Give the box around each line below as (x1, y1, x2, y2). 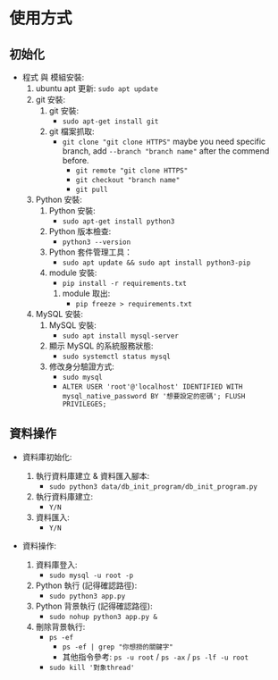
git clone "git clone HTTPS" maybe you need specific (62, 136, 266, 147)
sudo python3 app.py (48, 592, 126, 600)
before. (62, 155, 89, 165)
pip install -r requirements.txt (62, 279, 188, 288)
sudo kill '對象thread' (48, 663, 136, 672)
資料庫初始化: (21, 451, 72, 462)
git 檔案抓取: (48, 126, 95, 137)
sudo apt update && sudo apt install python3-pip (62, 258, 251, 267)
